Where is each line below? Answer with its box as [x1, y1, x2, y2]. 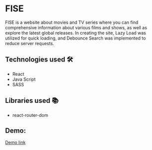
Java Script [12, 76, 36, 82]
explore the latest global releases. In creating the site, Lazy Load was [5, 30, 146, 36]
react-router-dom [12, 112, 49, 118]
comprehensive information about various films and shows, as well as [5, 24, 148, 30]
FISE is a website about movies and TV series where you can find [5, 19, 139, 25]
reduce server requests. [5, 40, 54, 46]
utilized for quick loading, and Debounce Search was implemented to [5, 35, 146, 41]
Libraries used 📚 [5, 97, 59, 105]
